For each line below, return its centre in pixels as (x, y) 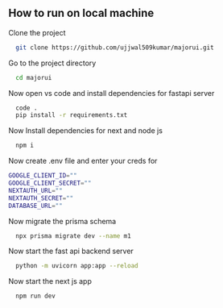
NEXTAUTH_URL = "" (35, 190)
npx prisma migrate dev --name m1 (73, 236)
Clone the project (37, 32)
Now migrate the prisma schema (62, 221)
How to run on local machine (81, 13)
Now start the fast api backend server (71, 251)
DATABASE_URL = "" (35, 206)
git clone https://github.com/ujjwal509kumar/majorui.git (115, 48)
